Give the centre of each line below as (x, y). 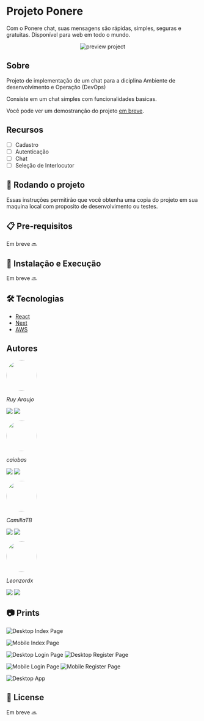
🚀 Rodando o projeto (46, 185)
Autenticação (32, 152)
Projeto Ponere (45, 11)
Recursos (25, 130)
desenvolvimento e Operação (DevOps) (56, 87)
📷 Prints (23, 613)
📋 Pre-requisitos (40, 227)
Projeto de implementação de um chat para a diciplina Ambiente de (91, 80)
